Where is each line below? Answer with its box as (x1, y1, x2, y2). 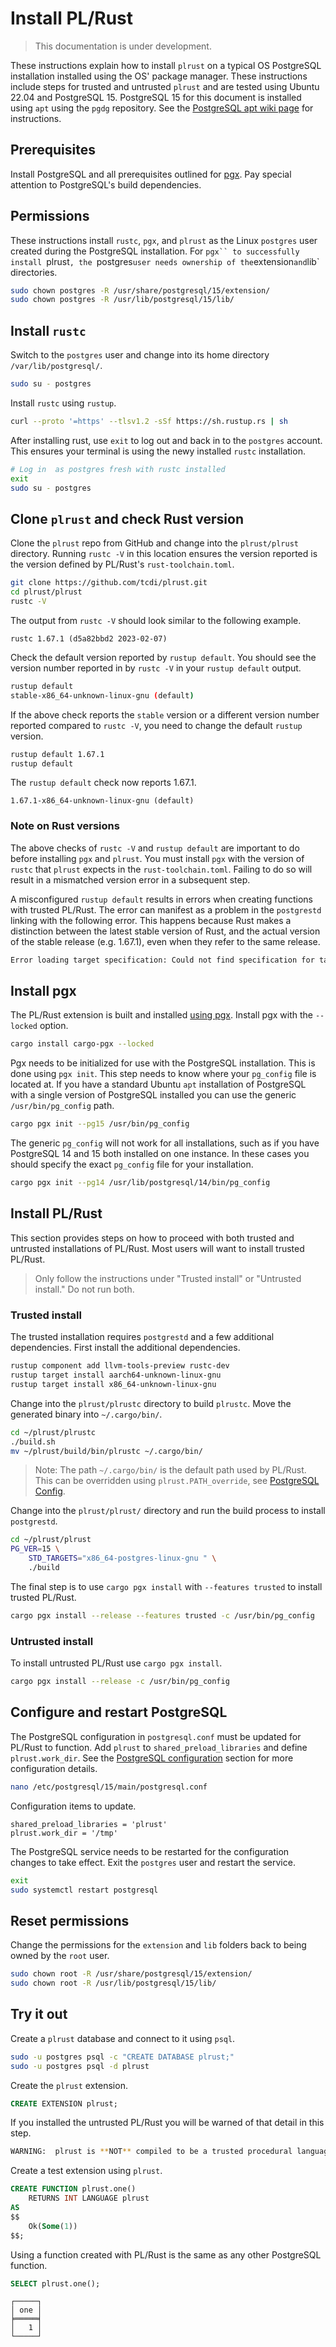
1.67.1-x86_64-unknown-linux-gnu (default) (10, 796, 195, 806)
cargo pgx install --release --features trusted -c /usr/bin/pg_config (10, 1610, 315, 1621)
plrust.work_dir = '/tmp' (10, 1828, 118, 1838)
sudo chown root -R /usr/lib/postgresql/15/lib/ (10, 1978, 217, 1989)
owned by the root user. (10, 1950, 110, 1962)
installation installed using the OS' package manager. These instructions (10, 70, 308, 82)
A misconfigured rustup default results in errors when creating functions (10, 893, 313, 905)
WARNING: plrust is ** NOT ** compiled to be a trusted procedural (10, 2147, 293, 2157)
